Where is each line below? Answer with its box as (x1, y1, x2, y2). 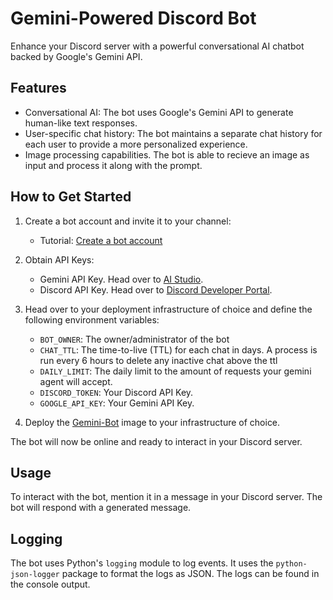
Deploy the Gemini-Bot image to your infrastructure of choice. (24, 416, 281, 428)
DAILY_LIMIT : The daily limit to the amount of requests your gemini (39, 365, 312, 377)
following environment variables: (24, 313, 160, 326)
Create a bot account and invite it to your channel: (24, 215, 232, 227)
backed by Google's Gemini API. (10, 50, 143, 62)
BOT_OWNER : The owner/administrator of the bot (39, 333, 230, 345)
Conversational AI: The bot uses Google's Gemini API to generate (24, 106, 294, 118)
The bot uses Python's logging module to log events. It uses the (10, 557, 274, 569)
